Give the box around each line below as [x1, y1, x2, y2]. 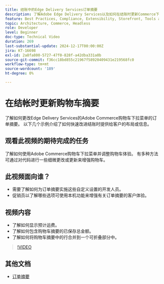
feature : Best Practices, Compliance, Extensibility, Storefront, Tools [5, 16, 156, 21]
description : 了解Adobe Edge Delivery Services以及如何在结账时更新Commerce [5, 12, 156, 17]
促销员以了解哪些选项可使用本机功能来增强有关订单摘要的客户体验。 [12, 192, 149, 198]
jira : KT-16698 [5, 48, 36, 53]
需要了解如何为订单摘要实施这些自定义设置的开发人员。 [12, 187, 123, 192]
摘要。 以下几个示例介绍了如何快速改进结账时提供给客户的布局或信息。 [9, 121, 152, 127]
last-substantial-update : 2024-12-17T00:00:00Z [5, 44, 104, 48]
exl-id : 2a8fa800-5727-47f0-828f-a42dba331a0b [5, 52, 102, 58]
